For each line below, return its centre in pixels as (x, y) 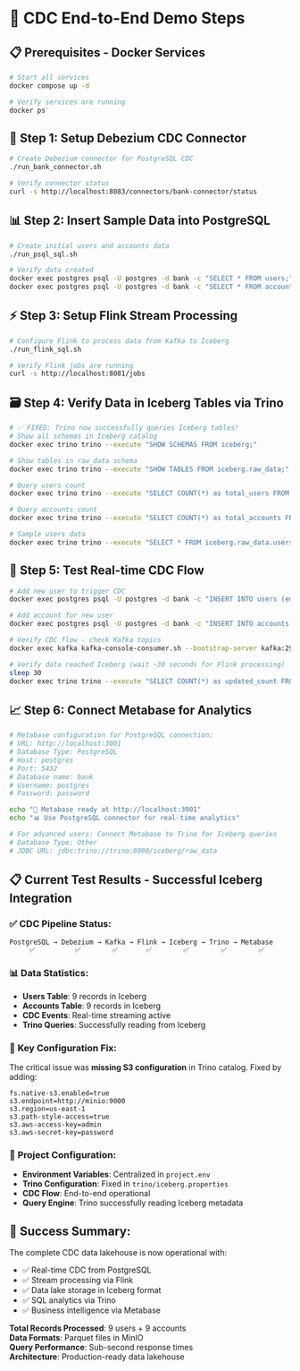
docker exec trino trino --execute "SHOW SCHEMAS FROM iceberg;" (133, 444)
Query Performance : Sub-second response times (101, 1348)
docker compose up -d (50, 86)
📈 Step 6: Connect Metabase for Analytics (131, 710)
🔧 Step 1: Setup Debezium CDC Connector (128, 138)
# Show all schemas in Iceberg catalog (83, 436)
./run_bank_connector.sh (55, 167)
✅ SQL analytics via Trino (69, 1300)
